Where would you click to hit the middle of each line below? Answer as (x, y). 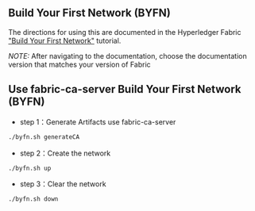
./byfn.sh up (30, 168)
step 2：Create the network (65, 153)
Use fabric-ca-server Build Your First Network (125, 89)
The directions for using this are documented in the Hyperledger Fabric (125, 32)
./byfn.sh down (33, 199)
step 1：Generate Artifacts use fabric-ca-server (98, 121)
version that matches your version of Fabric (79, 64)
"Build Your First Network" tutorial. (65, 40)
